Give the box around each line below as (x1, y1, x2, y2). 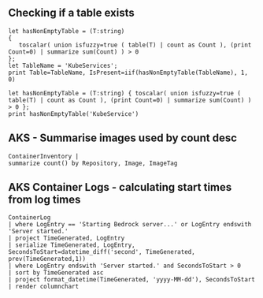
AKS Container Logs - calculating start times (8, 181, 232, 194)
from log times (8, 193, 81, 207)
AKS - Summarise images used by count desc (8, 132, 238, 145)
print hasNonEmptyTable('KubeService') (8, 110, 139, 117)
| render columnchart (8, 283, 80, 291)
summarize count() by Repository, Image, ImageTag (8, 159, 178, 167)
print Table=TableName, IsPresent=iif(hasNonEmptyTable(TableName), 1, (8, 69, 248, 76)
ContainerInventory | (8, 152, 80, 160)
